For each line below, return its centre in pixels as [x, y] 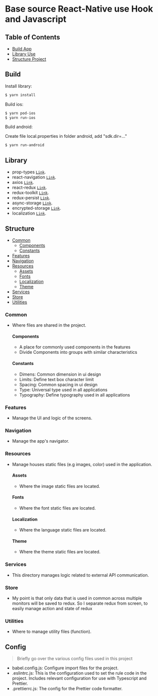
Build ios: [14, 104]
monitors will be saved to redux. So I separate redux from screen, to [80, 603]
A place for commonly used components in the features [75, 347]
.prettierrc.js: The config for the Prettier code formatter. [67, 689]
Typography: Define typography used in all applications [75, 395]
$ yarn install [20, 95]
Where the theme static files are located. [60, 552]
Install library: [19, 86]
